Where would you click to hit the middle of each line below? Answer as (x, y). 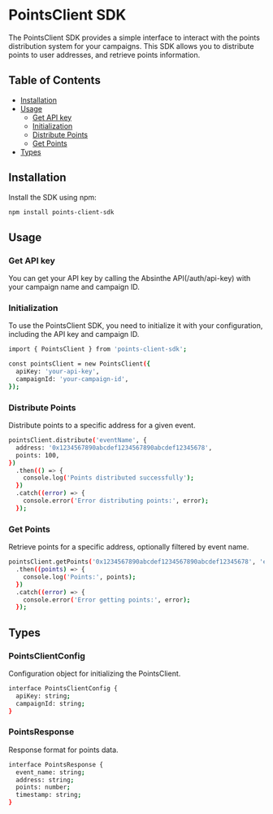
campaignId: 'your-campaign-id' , (72, 379)
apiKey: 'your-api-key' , (58, 372)
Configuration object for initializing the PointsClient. (95, 673)
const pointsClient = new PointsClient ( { (80, 364)
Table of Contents (55, 80)
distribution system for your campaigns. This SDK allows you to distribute (131, 46)
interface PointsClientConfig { (63, 688)
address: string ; (45, 780)
